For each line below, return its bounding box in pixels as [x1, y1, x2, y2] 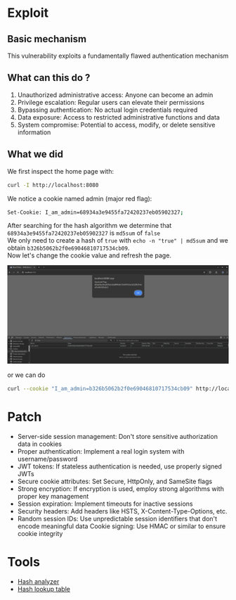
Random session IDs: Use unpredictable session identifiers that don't [17, 514, 218, 523]
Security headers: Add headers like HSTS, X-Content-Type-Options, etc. [17, 506, 228, 515]
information [17, 128, 51, 136]
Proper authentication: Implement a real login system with [17, 447, 185, 455]
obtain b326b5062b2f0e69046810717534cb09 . [7, 244, 130, 253]
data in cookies [17, 440, 62, 448]
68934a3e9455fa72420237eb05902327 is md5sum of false [7, 229, 160, 237]
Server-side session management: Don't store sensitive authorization [17, 432, 218, 440]
